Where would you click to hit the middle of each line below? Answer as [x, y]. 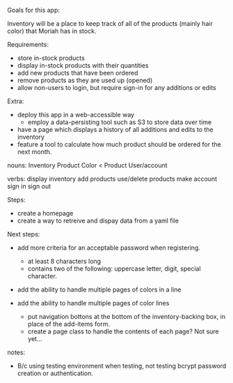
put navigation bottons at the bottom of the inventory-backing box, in [127, 316]
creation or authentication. [55, 373]
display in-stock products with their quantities [83, 65]
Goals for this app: [34, 10]
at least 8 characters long [64, 261]
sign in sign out [29, 186]
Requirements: [28, 44]
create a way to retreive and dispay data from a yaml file [98, 220]
